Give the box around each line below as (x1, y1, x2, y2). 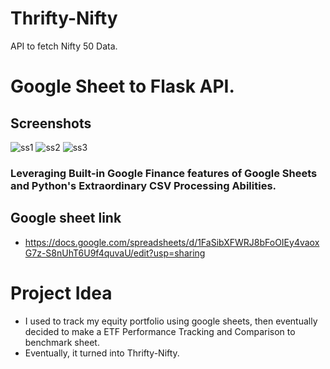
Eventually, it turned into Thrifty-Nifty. (24, 347, 180, 359)
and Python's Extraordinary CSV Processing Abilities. (10, 178, 277, 192)
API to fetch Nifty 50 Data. (10, 40, 118, 52)
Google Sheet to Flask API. (10, 75, 235, 98)
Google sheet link (10, 210, 122, 227)
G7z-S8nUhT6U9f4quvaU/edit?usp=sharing (24, 247, 206, 259)
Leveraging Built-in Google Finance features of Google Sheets (10, 166, 318, 180)
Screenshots (10, 115, 92, 132)
